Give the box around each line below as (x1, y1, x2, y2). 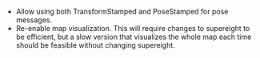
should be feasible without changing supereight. (15, 41, 176, 50)
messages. (15, 15, 53, 25)
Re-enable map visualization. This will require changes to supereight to (15, 24, 250, 33)
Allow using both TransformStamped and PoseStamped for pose (15, 7, 229, 16)
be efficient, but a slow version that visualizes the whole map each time (15, 32, 252, 41)
